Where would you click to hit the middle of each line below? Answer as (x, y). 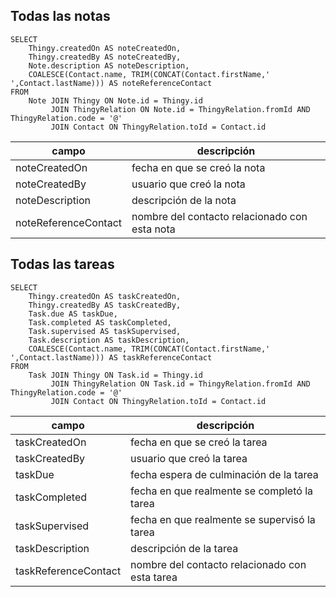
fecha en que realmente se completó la (221, 491)
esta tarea (154, 577)
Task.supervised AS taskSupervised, (105, 331)
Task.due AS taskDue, (73, 314)
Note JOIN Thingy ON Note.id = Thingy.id (115, 100)
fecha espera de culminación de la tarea (224, 474)
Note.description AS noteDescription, (109, 65)
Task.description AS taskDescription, (109, 340)
